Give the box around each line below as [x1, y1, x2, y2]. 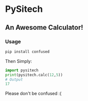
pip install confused [5, 49, 50, 54]
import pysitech [5, 68, 39, 73]
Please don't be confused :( [5, 91, 62, 97]
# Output [5, 77, 23, 82]
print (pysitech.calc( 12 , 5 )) [5, 72, 63, 77]
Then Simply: [5, 58, 32, 64]
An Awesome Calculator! [5, 23, 84, 32]
